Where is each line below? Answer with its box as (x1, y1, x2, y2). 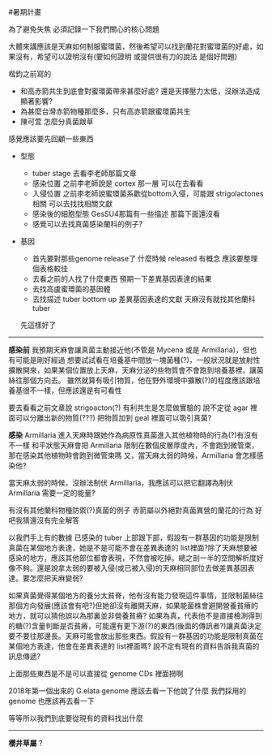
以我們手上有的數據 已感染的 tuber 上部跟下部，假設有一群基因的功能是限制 (8, 533, 259, 542)
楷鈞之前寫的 (8, 69, 51, 79)
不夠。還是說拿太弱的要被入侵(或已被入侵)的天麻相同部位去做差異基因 (15, 563, 249, 572)
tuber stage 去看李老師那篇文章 (32, 169, 137, 178)
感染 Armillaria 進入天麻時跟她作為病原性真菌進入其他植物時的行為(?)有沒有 (8, 430, 259, 440)
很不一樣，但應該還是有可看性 (22, 386, 122, 395)
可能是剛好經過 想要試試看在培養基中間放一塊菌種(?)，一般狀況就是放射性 (15, 356, 261, 365)
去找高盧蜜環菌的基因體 (32, 284, 111, 294)
